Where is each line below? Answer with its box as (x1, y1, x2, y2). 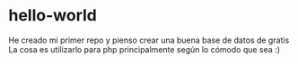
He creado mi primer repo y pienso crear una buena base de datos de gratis (8, 35, 290, 45)
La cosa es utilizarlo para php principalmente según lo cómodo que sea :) (8, 44, 280, 54)
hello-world (8, 5, 98, 26)
